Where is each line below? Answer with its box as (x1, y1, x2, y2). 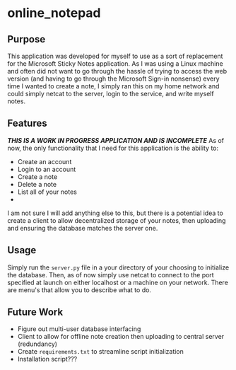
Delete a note (17, 180, 57, 188)
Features (7, 117, 47, 129)
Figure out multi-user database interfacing (17, 325, 141, 333)
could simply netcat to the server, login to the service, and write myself (7, 90, 214, 98)
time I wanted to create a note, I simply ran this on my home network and (7, 82, 220, 90)
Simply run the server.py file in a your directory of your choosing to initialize (7, 263, 230, 272)
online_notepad (7, 5, 101, 21)
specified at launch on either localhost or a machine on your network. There (7, 278, 228, 287)
